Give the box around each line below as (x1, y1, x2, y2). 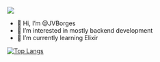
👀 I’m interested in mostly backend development (16, 27, 153, 34)
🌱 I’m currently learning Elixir (16, 34, 98, 42)
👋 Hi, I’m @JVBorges (16, 19, 76, 27)
